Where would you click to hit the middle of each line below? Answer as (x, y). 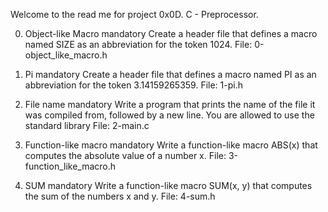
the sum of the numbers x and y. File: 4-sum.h (120, 196)
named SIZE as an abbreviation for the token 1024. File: (138, 44)
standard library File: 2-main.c (87, 125)
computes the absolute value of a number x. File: (125, 155)
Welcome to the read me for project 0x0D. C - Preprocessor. (134, 14)
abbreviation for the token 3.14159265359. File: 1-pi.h (133, 85)
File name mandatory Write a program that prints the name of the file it (170, 104)
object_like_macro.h (66, 55)
